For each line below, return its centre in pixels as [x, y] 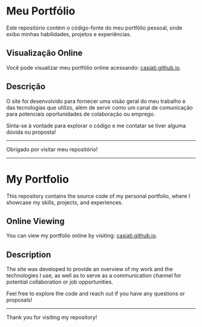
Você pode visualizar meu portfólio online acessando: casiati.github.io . [94, 67]
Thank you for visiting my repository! [52, 317]
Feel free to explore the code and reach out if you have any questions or [96, 294]
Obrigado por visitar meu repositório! [52, 149]
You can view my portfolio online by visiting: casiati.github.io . [82, 235]
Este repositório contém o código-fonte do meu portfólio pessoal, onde [94, 28]
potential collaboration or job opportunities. [60, 282]
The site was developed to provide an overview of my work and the [90, 269]
